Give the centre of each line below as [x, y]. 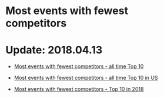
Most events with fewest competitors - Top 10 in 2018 [79, 89]
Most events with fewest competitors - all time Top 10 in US [86, 78]
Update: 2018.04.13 [54, 50]
